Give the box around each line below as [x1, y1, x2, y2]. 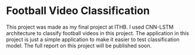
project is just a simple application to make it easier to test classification [6, 36, 180, 43]
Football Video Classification [6, 4, 150, 18]
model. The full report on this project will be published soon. [6, 42, 152, 49]
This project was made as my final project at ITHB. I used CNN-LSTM [6, 23, 174, 30]
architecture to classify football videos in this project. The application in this [6, 29, 189, 36]
